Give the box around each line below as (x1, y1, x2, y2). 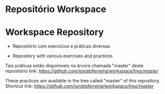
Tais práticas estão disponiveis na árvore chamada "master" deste (5, 63, 144, 69)
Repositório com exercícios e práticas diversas (12, 43, 110, 49)
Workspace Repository (5, 27, 104, 38)
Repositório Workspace (5, 4, 106, 15)
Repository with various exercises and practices (12, 53, 113, 59)
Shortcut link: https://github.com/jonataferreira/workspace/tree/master (5, 83, 154, 89)
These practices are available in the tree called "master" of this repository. (5, 78, 160, 84)
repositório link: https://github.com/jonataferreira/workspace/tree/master (5, 68, 158, 74)
